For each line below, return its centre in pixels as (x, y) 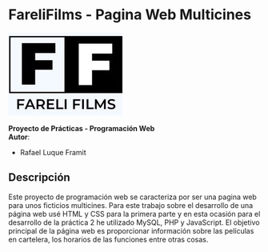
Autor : (19, 137)
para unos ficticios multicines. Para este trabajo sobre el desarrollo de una (131, 205)
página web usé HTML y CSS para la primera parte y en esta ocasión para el (134, 214)
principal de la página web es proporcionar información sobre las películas (131, 230)
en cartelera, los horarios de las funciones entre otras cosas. (108, 239)
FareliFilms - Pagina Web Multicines (130, 15)
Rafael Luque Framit (53, 152)
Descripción (39, 178)
